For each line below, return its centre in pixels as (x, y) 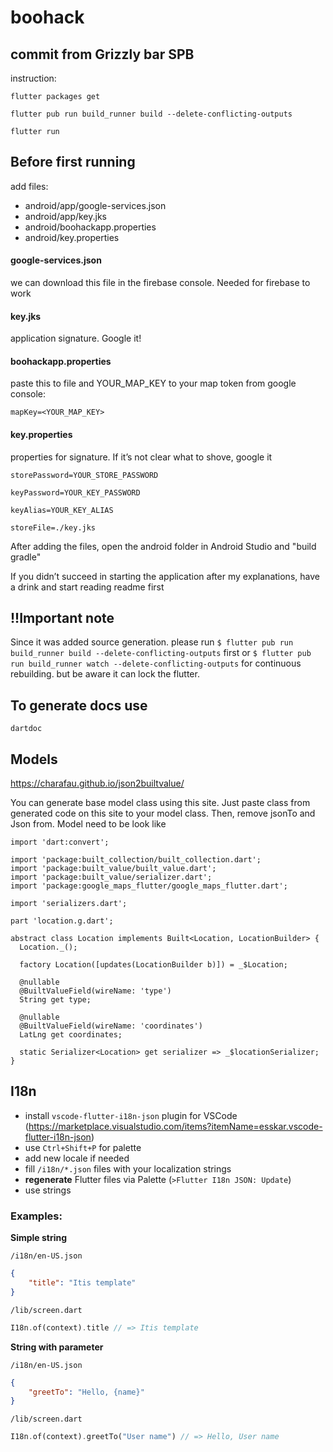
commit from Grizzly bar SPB (102, 54)
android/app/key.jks (66, 216)
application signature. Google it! (76, 338)
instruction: (33, 78)
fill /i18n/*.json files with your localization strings (128, 1168)
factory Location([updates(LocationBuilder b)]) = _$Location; (153, 965)
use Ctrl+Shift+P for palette (83, 1147)
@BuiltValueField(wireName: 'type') (95, 991)
